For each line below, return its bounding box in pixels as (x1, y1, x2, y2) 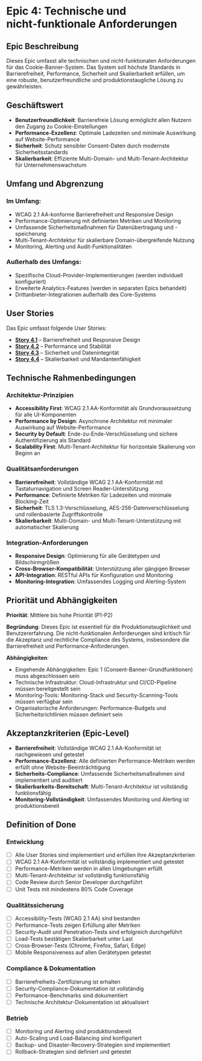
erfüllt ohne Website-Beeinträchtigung (14, 763, 110, 771)
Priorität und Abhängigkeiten (6, 595, 118, 605)
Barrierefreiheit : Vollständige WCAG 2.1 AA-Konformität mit (14, 479, 163, 486)
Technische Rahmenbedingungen (6, 373, 136, 383)
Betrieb (6, 1014, 28, 1022)
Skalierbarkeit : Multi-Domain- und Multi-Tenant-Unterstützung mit (14, 517, 181, 524)
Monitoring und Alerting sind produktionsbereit (14, 1028, 131, 1035)
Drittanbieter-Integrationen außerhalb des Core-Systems (14, 291, 156, 298)
